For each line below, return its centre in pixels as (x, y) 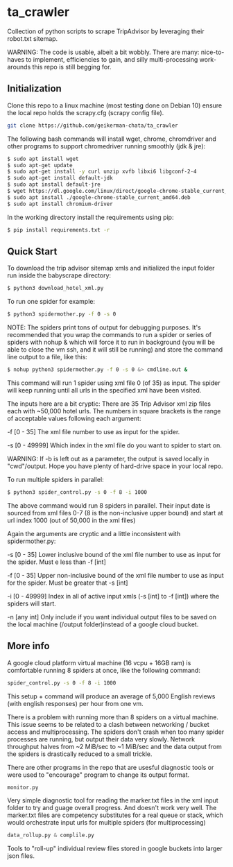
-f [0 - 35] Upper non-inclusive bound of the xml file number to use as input (115, 575)
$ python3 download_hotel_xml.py (55, 289)
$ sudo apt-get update (40, 165)
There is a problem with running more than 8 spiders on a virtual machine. (113, 717)
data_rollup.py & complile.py (51, 835)
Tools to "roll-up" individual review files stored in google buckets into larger (115, 849)
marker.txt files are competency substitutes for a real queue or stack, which (115, 815)
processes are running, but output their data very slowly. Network (101, 739)
